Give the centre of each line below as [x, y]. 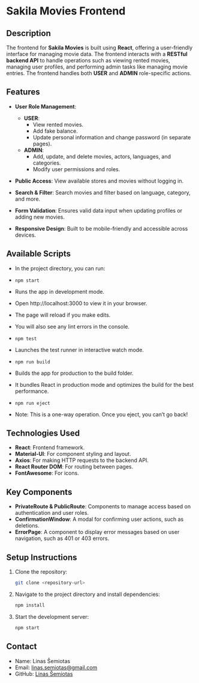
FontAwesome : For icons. [47, 473]
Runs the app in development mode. [60, 291]
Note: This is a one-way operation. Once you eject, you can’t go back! [101, 414]
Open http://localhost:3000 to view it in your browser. [81, 303]
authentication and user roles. [52, 513]
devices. [25, 235]
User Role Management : [46, 106]
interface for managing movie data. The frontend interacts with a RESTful [97, 54]
